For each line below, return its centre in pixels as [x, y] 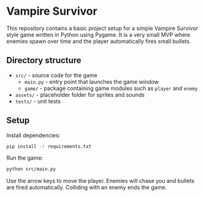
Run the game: [25, 158]
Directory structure [44, 60]
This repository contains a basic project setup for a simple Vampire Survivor [102, 28]
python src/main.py [31, 169]
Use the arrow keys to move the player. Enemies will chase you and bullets [100, 181]
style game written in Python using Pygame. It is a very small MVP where [99, 34]
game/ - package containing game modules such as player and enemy [111, 88]
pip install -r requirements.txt [49, 146]
